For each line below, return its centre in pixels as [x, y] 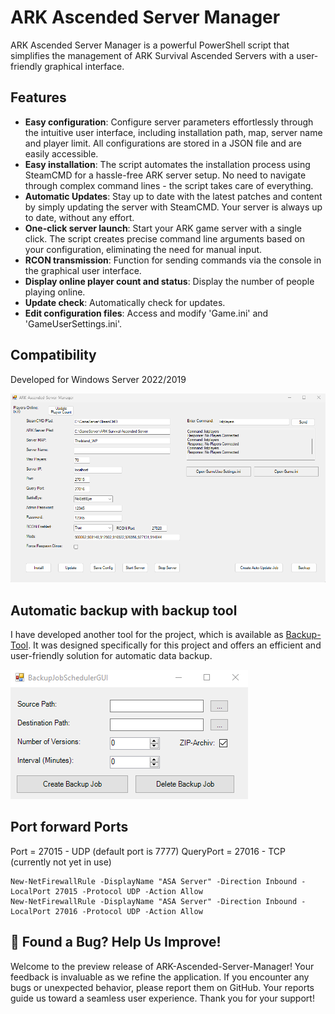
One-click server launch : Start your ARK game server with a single [163, 228]
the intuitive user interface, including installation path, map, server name [173, 132]
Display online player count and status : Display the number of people [169, 281]
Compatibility [53, 355]
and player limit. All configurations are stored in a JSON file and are [163, 143]
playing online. [55, 292]
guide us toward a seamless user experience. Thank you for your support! [162, 998]
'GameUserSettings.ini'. [73, 323]
